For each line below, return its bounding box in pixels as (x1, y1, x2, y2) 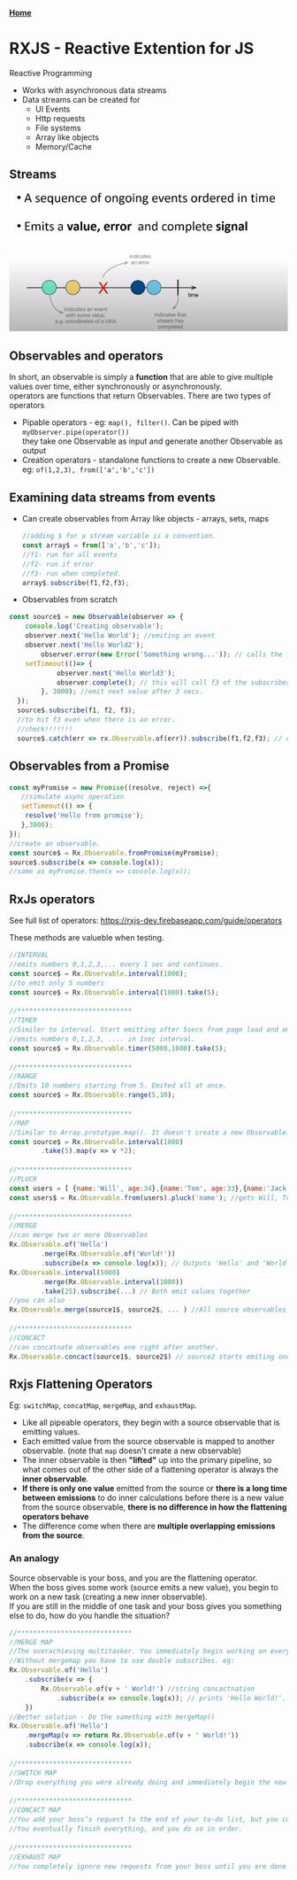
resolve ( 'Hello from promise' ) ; (25, 811, 144, 820)
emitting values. (21, 1427, 80, 1437)
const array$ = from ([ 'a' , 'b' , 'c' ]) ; (21, 541, 162, 550)
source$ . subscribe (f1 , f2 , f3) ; (17, 706, 137, 716)
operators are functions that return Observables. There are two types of (9, 391, 271, 401)
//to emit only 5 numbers (9, 979, 104, 987)
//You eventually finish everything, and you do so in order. (9, 1824, 243, 1834)
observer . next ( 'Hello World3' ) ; (56, 669, 176, 677)
